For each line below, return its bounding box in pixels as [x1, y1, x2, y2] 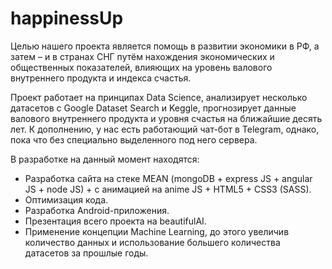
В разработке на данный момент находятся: [10, 153, 200, 165]
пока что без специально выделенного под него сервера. [10, 133, 258, 146]
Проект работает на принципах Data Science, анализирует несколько [10, 91, 308, 103]
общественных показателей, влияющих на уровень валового [10, 61, 273, 73]
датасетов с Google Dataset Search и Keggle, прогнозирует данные [10, 102, 297, 114]
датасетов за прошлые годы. [24, 247, 149, 259]
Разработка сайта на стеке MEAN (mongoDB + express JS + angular [24, 172, 313, 184]
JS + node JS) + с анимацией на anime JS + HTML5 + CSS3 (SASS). [24, 183, 312, 195]
